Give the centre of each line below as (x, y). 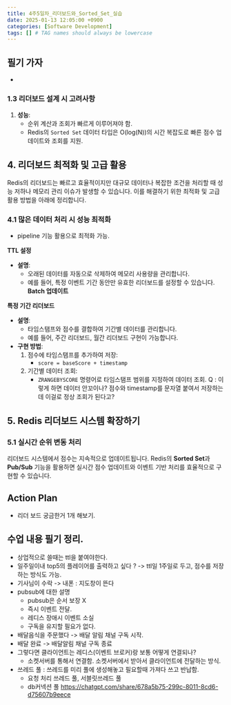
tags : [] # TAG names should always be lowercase (80, 33)
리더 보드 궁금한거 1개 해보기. (56, 515)
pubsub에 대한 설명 (43, 592)
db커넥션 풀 (43, 686)
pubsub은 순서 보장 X (57, 600)
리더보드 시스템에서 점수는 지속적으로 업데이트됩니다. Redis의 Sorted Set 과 (109, 458)
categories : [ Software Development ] (60, 26)
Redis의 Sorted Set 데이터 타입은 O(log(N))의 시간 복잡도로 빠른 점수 (121, 133)
